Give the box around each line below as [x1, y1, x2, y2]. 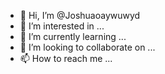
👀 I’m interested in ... [19, 20, 105, 32]
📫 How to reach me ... [19, 53, 113, 64]
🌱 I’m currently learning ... [19, 31, 127, 42]
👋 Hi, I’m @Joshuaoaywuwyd [19, 10, 141, 21]
